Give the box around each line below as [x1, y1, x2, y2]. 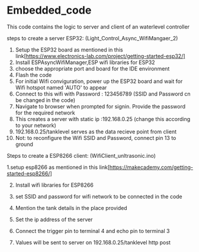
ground [15, 141, 33, 148]
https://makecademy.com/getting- [109, 164, 194, 171]
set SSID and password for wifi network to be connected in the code [15, 193, 182, 200]
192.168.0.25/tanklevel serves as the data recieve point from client [15, 128, 177, 135]
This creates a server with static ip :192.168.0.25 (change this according [15, 115, 191, 122]
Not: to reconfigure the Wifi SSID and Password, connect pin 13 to [15, 134, 176, 141]
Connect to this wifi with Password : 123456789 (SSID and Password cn [15, 90, 191, 97]
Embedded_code [7, 4, 92, 17]
